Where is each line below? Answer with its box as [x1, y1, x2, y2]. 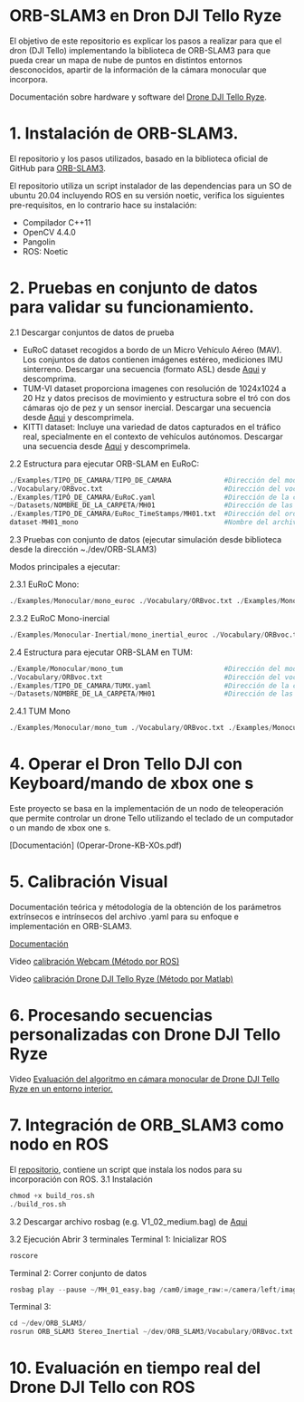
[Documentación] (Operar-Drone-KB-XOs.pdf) [9, 840, 183, 851]
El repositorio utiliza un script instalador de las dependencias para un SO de [9, 180, 292, 191]
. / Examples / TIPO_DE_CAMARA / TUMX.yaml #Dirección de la [9, 681, 290, 690]
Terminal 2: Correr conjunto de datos [9, 1267, 147, 1278]
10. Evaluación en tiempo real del [9, 1358, 261, 1378]
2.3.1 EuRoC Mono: [9, 579, 80, 590]
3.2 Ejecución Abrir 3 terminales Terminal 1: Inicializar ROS [9, 1234, 227, 1244]
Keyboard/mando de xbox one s [9, 773, 254, 793]
